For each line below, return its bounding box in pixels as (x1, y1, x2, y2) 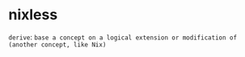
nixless (8, 6, 58, 24)
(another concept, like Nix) (8, 40, 107, 49)
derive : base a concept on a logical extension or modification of (8, 32, 237, 42)
